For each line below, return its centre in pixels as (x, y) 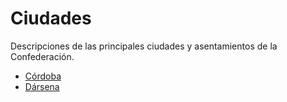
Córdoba (43, 76)
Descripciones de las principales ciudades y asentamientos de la (144, 46)
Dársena (42, 86)
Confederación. (42, 56)
